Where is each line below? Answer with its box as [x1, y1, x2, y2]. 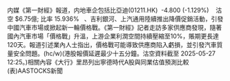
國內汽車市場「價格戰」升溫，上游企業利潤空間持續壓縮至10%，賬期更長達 [7, 32, 220, 40]
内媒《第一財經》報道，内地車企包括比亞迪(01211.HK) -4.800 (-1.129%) [7, 6, 209, 14]
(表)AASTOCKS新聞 [7, 66, 64, 75]
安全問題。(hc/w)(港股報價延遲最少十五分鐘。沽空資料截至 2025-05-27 [12, 49, 216, 57]
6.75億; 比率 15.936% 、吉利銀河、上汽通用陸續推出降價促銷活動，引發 [18, 15, 224, 23]
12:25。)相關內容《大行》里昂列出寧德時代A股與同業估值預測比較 [7, 58, 189, 66]
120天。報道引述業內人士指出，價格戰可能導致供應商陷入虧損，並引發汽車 [7, 41, 218, 48]
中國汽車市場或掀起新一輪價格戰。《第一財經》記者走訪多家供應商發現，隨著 [7, 24, 222, 31]
